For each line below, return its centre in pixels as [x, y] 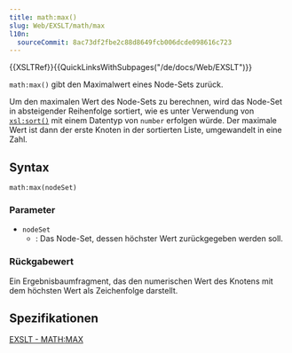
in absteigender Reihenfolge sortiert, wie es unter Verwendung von [132, 111]
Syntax [29, 167]
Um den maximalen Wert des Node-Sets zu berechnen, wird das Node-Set [146, 102]
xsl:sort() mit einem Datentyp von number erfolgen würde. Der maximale [143, 121]
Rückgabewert [41, 262]
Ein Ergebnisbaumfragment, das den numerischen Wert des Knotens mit [141, 281]
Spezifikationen [54, 319]
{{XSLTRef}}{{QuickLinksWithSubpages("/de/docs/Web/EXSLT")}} [131, 67]
